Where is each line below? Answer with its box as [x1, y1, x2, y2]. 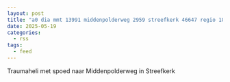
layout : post [7, 10, 44, 17]
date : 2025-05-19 [7, 23, 57, 29]
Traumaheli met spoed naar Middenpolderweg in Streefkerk [7, 66, 176, 75]
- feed [13, 49, 32, 55]
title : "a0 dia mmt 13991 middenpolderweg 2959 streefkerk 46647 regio [7, 16, 216, 23]
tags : [7, 42, 23, 49]
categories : [7, 29, 41, 36]
